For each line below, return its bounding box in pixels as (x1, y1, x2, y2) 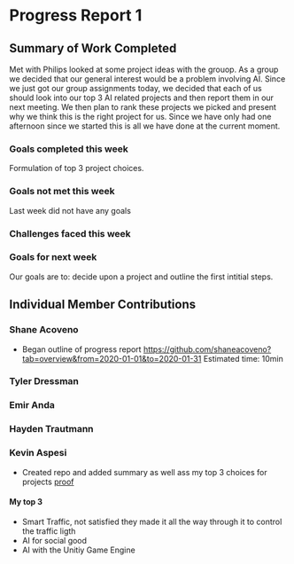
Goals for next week (9, 251, 97, 263)
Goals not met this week (9, 185, 115, 198)
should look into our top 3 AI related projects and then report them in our (9, 92, 275, 103)
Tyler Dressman (9, 375, 80, 388)
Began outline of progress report (21, 343, 142, 355)
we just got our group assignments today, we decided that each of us (9, 83, 263, 93)
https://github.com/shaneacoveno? (143, 343, 272, 355)
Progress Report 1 (9, 5, 143, 26)
